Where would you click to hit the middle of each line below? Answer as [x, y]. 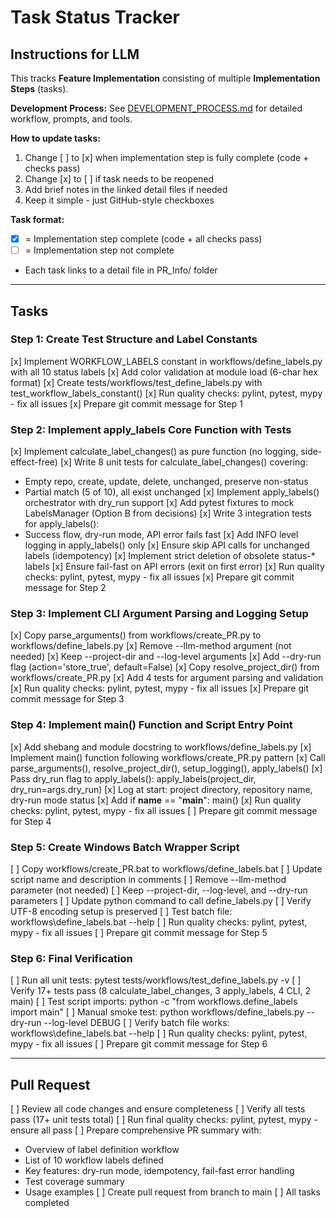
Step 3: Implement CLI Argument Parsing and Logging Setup [159, 614]
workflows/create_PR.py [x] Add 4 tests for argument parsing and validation [167, 678]
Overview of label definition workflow [102, 1150]
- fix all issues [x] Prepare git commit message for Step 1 [126, 403]
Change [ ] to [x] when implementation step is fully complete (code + [167, 157]
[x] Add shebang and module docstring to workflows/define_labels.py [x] [161, 747]
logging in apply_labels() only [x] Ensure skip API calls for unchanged [167, 545]
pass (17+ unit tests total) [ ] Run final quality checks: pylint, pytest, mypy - [164, 1120]
